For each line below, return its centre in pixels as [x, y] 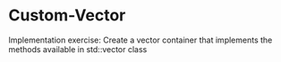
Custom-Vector [67, 15]
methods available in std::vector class [78, 49]
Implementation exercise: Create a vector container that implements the [140, 40]
